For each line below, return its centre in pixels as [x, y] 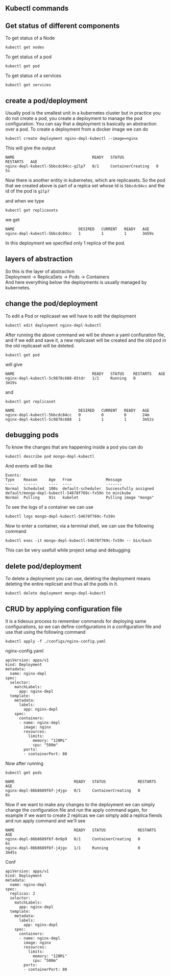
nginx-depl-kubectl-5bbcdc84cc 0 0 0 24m [77, 415]
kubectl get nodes [25, 47]
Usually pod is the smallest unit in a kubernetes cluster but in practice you [83, 113]
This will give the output [30, 148]
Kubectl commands [37, 8]
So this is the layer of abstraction [40, 271]
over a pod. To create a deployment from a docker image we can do [77, 129]
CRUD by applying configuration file [64, 609]
